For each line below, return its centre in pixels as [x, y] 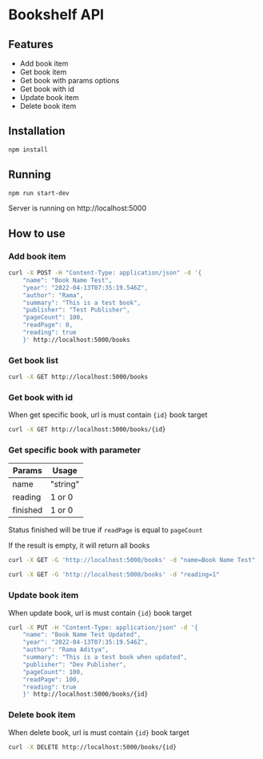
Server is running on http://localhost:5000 [77, 208]
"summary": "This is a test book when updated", [105, 657]
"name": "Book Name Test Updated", [82, 635]
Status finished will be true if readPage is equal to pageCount [106, 530]
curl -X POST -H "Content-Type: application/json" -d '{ [105, 273]
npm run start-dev [39, 193]
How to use [37, 233]
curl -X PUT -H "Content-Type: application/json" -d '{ [103, 627]
